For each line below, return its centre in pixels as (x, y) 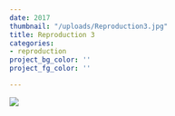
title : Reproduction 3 (52, 34)
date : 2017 (30, 18)
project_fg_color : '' (50, 69)
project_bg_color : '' (50, 60)
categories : (32, 43)
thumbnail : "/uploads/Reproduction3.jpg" (89, 26)
